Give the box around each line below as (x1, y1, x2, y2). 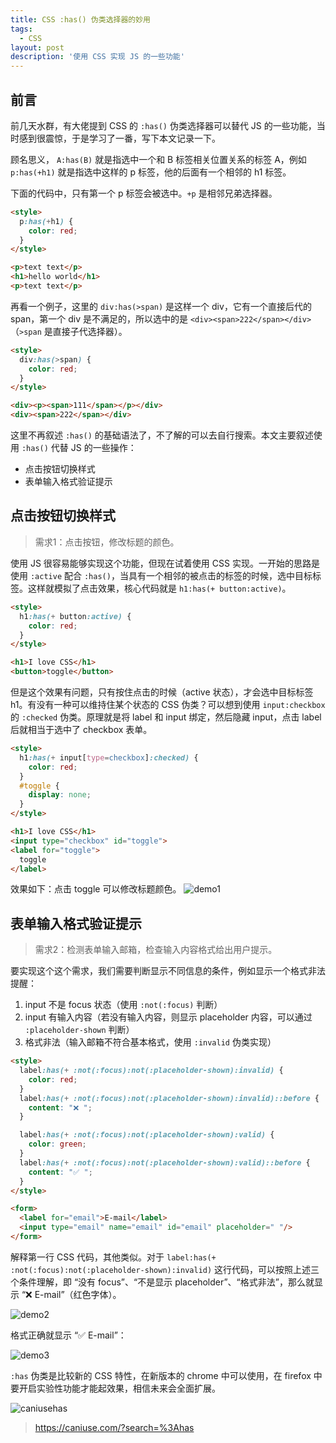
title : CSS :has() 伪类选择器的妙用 (10, 14, 151, 25)
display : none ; (28, 790, 92, 800)
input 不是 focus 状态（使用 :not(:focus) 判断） (24, 999, 223, 1011)
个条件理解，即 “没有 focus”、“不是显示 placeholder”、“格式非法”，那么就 (10, 1276, 315, 1288)
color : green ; (28, 1139, 87, 1150)
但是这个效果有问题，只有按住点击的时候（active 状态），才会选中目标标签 (10, 686, 314, 698)
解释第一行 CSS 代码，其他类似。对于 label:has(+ (10, 1251, 217, 1263)
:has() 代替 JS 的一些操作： (21, 442, 137, 454)
